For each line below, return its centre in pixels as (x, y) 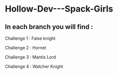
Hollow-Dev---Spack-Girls (59, 9)
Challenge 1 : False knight (30, 38)
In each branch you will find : (49, 27)
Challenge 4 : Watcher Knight (34, 67)
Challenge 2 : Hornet (26, 48)
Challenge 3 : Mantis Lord (31, 57)
